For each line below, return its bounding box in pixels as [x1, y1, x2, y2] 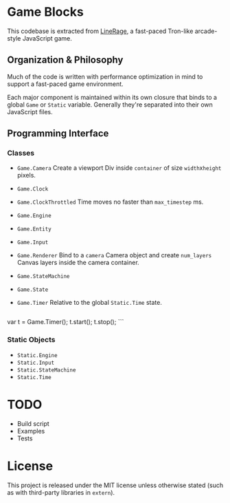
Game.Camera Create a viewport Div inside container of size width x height [16, 164, 222, 172]
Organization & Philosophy [7, 54, 124, 66]
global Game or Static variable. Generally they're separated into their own [7, 100, 213, 109]
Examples [16, 427, 45, 435]
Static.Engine [16, 352, 58, 358]
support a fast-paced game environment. [7, 80, 124, 88]
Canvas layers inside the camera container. [16, 259, 139, 267]
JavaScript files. [7, 107, 53, 116]
